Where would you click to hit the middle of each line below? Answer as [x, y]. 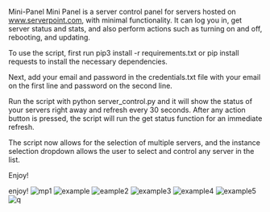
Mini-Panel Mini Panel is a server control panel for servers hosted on [122, 12]
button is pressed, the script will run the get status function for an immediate [135, 118]
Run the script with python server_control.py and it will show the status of [130, 101]
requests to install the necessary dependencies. [88, 61]
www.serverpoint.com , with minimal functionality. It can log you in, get [125, 20]
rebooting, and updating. [50, 37]
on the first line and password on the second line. [91, 85]
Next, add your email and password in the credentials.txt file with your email [135, 77]
